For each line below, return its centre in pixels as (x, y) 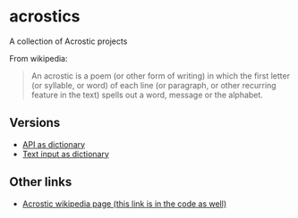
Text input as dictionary (66, 154)
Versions (35, 123)
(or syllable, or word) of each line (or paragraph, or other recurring (153, 85)
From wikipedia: (39, 58)
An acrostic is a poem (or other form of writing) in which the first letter (161, 75)
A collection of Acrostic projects (68, 41)
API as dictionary (54, 144)
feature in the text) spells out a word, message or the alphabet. (147, 95)
